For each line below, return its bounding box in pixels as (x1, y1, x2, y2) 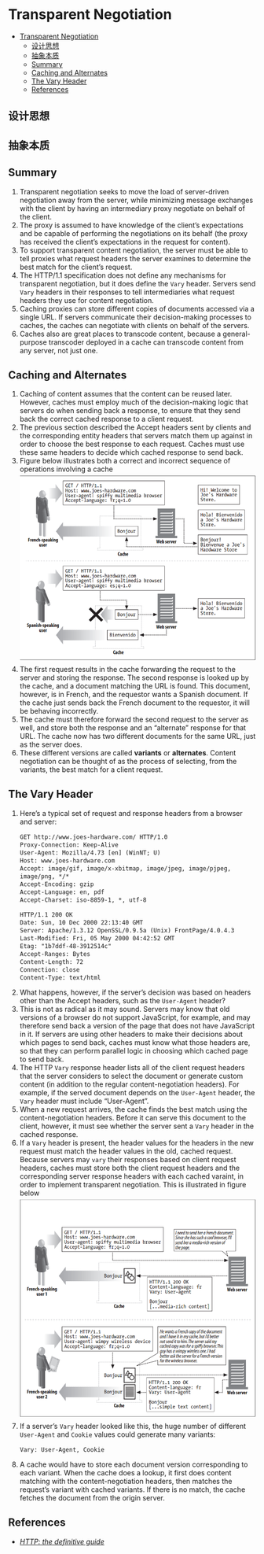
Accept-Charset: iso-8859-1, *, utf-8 (19, 895, 147, 904)
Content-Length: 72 (19, 958, 84, 965)
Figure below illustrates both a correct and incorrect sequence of (19, 456, 231, 466)
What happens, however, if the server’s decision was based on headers (19, 987, 251, 997)
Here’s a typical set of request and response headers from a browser (19, 808, 244, 818)
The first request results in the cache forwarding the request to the (19, 665, 236, 674)
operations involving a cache (19, 464, 114, 474)
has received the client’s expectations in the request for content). (19, 237, 230, 246)
